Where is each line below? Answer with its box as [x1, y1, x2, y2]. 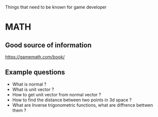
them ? [12, 107, 27, 113]
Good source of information [5, 41, 92, 49]
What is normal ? [12, 81, 47, 87]
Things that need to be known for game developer [5, 4, 107, 10]
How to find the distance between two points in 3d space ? [12, 97, 132, 103]
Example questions [5, 68, 65, 77]
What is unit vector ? [12, 86, 54, 92]
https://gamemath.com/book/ [5, 54, 65, 59]
